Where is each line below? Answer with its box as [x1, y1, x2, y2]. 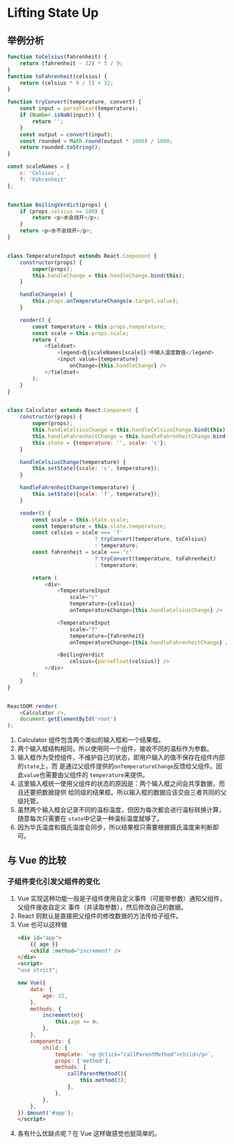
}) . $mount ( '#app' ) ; [17, 1109, 75, 1116]
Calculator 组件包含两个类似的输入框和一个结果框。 [17, 736, 165, 744]
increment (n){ [42, 1012, 84, 1019]
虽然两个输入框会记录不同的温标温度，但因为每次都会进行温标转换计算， [17, 806, 225, 814]
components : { [30, 1038, 71, 1045]
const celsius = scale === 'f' [32, 529, 123, 536]
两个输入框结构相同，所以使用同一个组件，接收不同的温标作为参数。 [17, 744, 213, 753]
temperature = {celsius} [69, 600, 136, 607]
